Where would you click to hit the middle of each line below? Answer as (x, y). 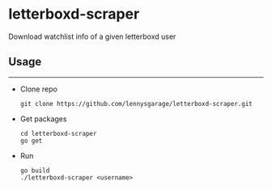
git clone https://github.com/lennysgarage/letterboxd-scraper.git (136, 103)
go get (31, 141)
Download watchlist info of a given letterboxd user (92, 36)
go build (35, 171)
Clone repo (39, 89)
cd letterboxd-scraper (58, 133)
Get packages (43, 119)
